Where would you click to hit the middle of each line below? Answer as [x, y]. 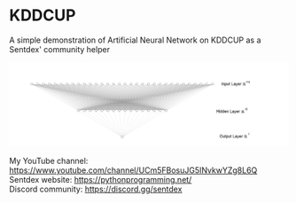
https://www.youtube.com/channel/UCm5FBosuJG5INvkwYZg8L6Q [133, 170]
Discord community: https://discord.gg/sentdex [96, 189]
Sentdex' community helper [60, 49]
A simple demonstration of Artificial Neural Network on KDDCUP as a [135, 40]
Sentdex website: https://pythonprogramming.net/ [101, 180]
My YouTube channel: [49, 161]
